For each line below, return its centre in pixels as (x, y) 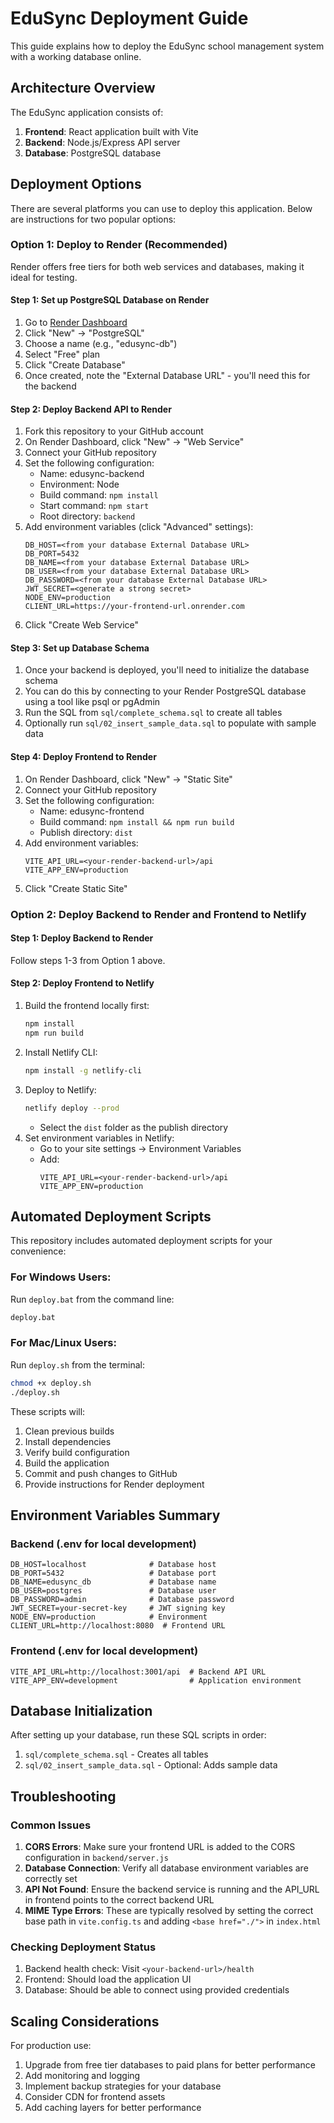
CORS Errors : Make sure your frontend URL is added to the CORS (160, 1847)
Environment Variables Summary (115, 1515)
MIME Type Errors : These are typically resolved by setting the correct (169, 1911)
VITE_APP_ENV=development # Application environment (156, 1680)
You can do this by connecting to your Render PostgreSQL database (165, 691)
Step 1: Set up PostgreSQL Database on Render (110, 300)
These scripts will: (48, 1411)
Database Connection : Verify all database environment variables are (166, 1868)
